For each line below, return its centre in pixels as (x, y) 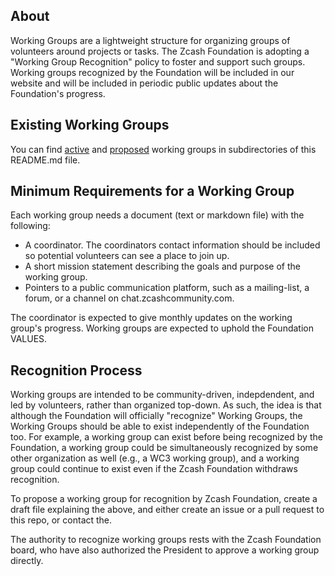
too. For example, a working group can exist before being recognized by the (166, 437)
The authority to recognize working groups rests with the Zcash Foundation (166, 540)
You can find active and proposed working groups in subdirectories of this (163, 149)
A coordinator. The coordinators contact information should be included (172, 245)
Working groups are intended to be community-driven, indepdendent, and (162, 395)
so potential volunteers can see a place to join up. (127, 256)
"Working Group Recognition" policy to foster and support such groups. (158, 61)
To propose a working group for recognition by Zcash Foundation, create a (164, 499)
